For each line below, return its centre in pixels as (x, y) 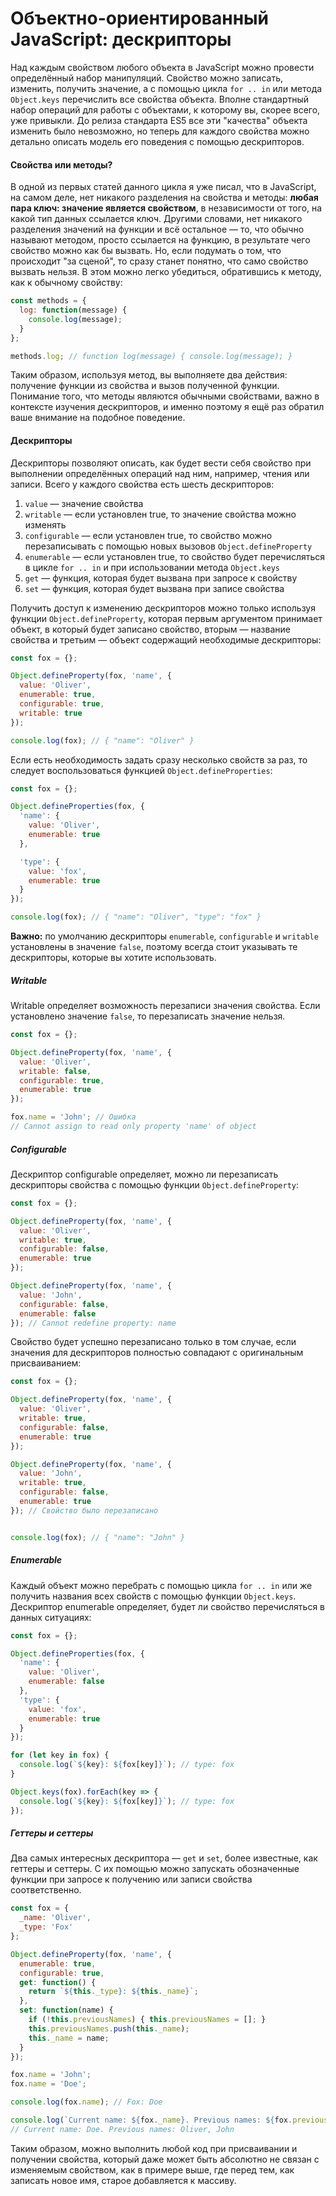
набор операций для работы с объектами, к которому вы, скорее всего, (165, 109)
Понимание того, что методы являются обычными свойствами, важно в (165, 396)
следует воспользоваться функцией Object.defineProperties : (141, 770)
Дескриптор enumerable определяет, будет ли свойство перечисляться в (168, 1606)
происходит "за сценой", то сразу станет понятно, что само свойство (159, 261)
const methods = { (48, 301)
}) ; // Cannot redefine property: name (93, 1323)
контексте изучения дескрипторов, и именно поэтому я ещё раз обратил (167, 407)
